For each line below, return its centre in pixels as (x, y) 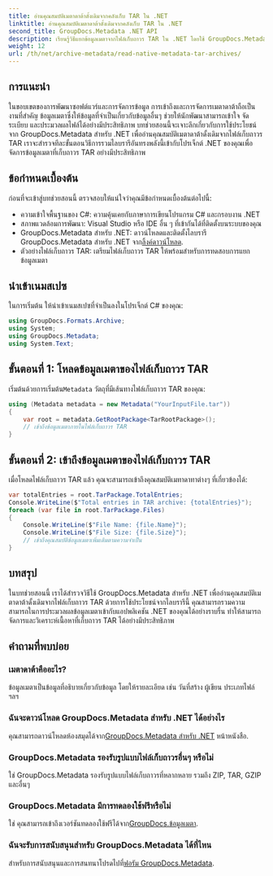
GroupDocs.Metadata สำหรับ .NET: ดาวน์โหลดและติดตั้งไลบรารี (113, 232)
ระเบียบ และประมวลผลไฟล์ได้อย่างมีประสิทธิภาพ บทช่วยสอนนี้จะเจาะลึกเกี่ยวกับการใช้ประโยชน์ (133, 125)
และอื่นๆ (19, 784)
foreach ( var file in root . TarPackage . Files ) (87, 510)
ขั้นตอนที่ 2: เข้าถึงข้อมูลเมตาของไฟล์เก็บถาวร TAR (110, 460)
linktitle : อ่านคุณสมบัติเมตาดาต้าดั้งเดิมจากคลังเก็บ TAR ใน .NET (95, 24)
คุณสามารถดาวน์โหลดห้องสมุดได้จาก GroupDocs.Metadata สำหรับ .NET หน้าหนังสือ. (129, 736)
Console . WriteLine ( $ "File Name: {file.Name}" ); (105, 525)
